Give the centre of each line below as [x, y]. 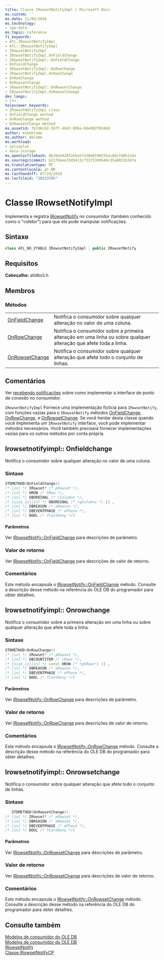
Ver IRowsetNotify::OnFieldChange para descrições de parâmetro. [72, 537]
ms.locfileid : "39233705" [31, 179]
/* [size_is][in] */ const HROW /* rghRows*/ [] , [58, 664]
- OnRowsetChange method [30, 124]
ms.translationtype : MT [29, 165]
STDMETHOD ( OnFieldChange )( [32, 484]
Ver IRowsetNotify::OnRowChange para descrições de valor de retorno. [77, 723]
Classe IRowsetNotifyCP [30, 952]
